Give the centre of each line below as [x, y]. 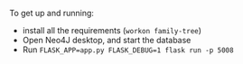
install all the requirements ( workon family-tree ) [112, 30]
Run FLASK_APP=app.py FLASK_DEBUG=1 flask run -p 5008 [128, 50]
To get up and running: [52, 13]
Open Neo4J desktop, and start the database [107, 40]
